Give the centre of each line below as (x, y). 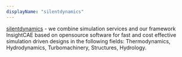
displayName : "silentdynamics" (45, 12)
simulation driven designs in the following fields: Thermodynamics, (88, 41)
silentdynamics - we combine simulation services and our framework (91, 28)
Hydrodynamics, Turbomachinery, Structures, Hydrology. (76, 47)
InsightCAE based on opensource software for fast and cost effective (91, 35)
